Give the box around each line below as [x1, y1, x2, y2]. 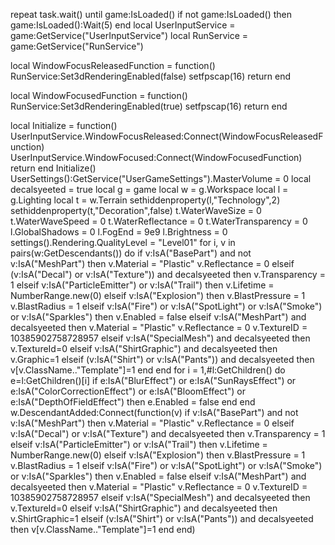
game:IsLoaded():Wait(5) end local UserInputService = [10, 19, 236, 31]
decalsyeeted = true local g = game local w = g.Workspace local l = [10, 184, 289, 195]
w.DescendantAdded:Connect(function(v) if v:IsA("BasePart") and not [10, 407, 299, 418]
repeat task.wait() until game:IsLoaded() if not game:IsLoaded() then [10, 9, 292, 20]
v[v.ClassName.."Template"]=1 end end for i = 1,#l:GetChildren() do [10, 364, 286, 376]
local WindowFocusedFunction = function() [10, 90, 188, 101]
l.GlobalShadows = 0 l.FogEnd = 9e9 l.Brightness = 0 [10, 226, 228, 238]
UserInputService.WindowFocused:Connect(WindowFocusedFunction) [10, 152, 303, 163]
